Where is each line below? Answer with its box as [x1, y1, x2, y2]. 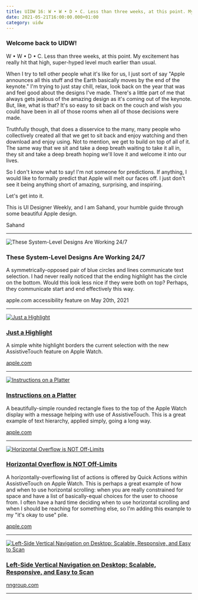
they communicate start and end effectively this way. [6, 285, 135, 292]
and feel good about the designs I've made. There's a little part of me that [6, 89, 185, 96]
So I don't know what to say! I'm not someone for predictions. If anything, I [6, 168, 187, 175]
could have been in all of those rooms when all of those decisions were [6, 107, 179, 115]
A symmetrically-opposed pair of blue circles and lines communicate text [6, 266, 184, 273]
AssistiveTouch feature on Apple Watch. [6, 348, 103, 355]
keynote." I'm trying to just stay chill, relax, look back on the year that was [6, 83, 185, 90]
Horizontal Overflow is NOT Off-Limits [6, 460, 118, 468]
